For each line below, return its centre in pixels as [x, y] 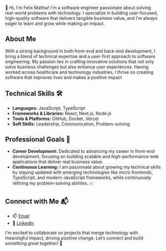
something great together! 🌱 [34, 244]
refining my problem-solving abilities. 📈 [53, 183]
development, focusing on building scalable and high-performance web [85, 157]
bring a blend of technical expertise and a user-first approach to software [80, 56]
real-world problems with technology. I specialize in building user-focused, [82, 13]
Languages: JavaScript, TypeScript [49, 108]
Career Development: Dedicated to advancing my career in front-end [83, 151]
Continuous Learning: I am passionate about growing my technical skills [86, 167]
